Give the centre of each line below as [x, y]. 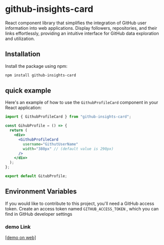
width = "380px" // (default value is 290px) [68, 149]
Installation [23, 54]
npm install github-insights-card [41, 75]
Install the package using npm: [36, 66]
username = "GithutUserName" [51, 144]
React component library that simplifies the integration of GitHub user [76, 23]
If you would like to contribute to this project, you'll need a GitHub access [80, 203]
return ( [19, 130]
